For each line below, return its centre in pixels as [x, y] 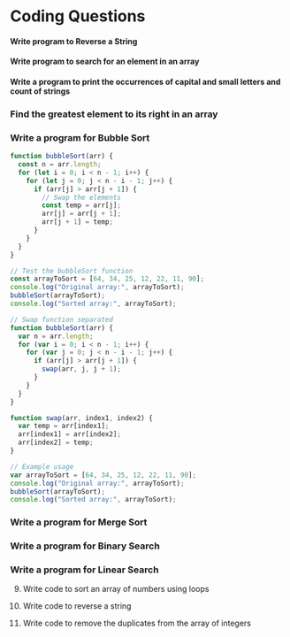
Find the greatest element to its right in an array [114, 114]
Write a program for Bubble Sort [80, 137]
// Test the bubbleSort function [72, 271]
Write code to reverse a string [77, 606]
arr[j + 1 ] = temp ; [78, 222]
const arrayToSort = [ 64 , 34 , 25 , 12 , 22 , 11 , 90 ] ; [107, 279]
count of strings [40, 91]
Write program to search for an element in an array [105, 61]
